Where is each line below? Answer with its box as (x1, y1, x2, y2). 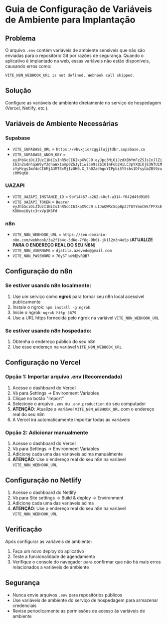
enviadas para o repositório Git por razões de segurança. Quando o (5, 52, 144, 58)
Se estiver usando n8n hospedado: (5, 327, 92, 334)
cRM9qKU (12, 170, 28, 175)
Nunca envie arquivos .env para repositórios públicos (12, 591, 123, 598)
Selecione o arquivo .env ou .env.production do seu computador (12, 400, 146, 406)
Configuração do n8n (5, 267, 73, 275)
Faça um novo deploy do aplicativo (12, 548, 85, 554)
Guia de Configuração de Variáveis (5, 3, 152, 15)
